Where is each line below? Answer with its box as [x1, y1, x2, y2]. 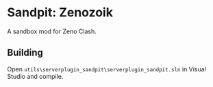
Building [7, 47, 43, 58]
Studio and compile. [7, 72, 64, 80]
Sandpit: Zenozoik [7, 5, 113, 20]
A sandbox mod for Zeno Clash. [7, 27, 97, 35]
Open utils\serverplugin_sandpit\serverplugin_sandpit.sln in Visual [7, 65, 207, 73]
